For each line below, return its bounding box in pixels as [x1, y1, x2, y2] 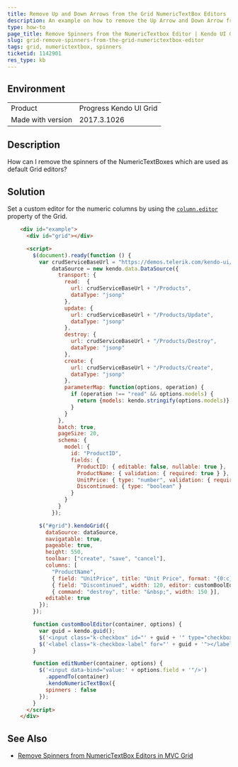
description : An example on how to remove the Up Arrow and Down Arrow [7, 17, 223, 24]
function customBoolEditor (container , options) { [33, 621, 182, 629]
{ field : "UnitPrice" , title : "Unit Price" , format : [52, 575, 211, 582]
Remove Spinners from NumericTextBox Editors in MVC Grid [17, 751, 193, 760]
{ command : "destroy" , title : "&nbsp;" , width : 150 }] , [52, 588, 220, 595]
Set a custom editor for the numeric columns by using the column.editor [7, 205, 218, 213]
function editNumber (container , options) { [33, 660, 163, 668]
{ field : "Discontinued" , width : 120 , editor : [52, 582, 192, 589]
